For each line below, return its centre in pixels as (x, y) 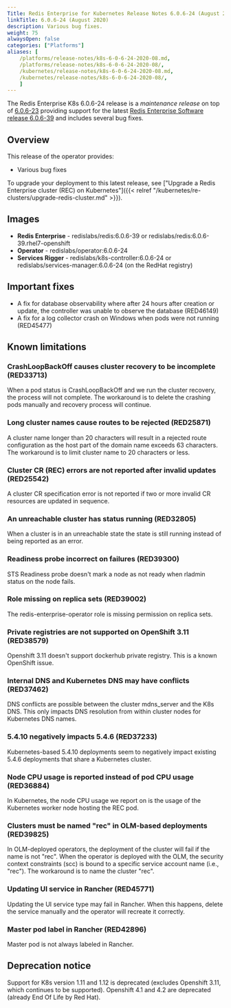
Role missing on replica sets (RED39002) (77, 599)
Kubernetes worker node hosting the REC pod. (73, 808)
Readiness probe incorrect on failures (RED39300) (93, 559)
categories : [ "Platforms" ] (46, 45)
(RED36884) (29, 786)
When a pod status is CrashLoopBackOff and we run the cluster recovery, (112, 390)
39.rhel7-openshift (44, 243)
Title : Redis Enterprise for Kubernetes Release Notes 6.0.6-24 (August (113, 13)
